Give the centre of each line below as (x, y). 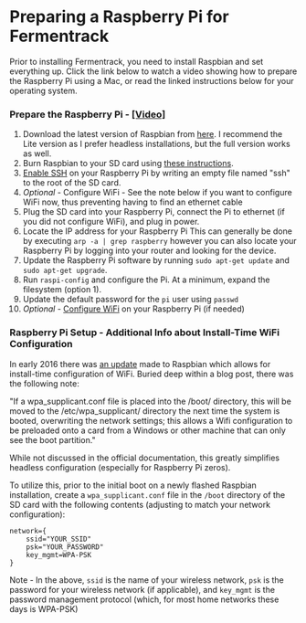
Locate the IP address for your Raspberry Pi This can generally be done (157, 231)
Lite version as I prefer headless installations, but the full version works (156, 144)
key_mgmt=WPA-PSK (59, 554)
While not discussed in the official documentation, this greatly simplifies (145, 458)
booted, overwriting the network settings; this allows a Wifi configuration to (151, 420)
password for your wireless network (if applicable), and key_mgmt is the (142, 589)
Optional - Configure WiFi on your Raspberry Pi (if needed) (133, 309)
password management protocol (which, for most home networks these (144, 599)
